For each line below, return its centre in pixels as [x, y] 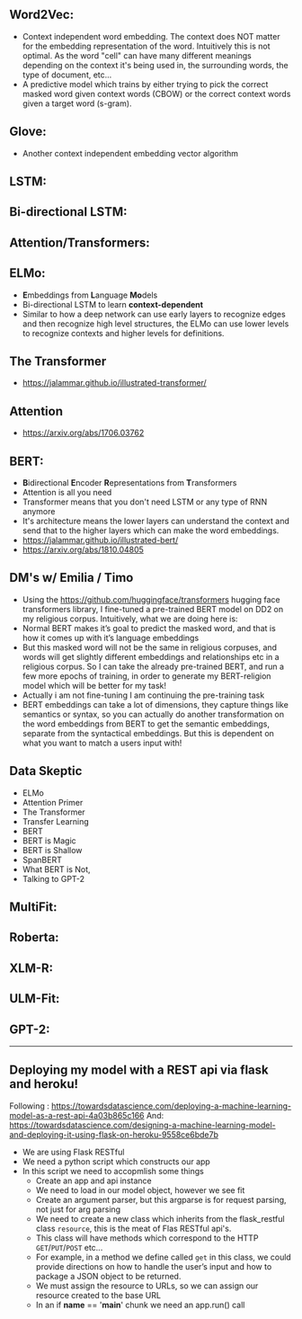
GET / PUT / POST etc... [69, 1247]
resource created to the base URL [98, 1295]
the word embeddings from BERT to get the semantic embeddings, [146, 724]
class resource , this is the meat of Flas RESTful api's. [133, 1228]
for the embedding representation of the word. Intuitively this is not [146, 46]
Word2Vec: [42, 15]
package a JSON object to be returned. [108, 1276]
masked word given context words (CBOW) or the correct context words [156, 94]
